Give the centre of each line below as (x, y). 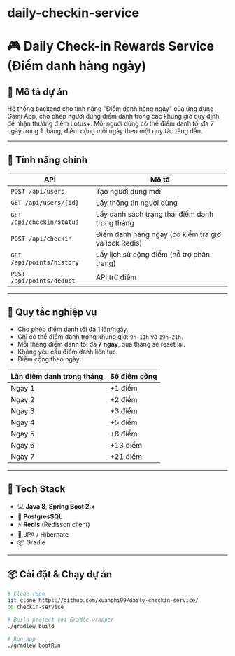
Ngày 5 (23, 434)
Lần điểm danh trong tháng (57, 376)
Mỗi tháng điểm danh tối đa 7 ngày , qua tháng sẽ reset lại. (101, 344)
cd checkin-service (36, 607)
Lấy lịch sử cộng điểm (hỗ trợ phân (153, 254)
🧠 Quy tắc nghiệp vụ (52, 313)
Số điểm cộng (133, 376)
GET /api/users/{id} (45, 202)
